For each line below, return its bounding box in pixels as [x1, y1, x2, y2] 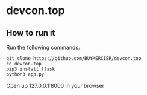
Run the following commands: [6, 44, 80, 51]
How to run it [6, 28, 55, 38]
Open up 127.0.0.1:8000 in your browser [6, 82, 104, 89]
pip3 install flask [6, 66, 55, 72]
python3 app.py [6, 71, 45, 77]
